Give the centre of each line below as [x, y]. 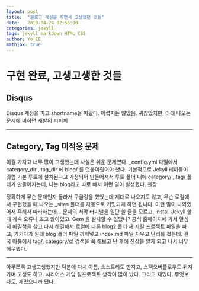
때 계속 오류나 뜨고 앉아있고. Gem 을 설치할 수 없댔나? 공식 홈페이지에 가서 [92, 219]
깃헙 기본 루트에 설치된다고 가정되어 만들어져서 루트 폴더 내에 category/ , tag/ [96, 177]
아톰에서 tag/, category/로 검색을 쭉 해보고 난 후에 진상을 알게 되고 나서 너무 [100, 241]
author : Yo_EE [24, 39]
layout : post [22, 12]
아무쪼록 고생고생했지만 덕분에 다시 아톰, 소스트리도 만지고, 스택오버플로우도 [94, 267]
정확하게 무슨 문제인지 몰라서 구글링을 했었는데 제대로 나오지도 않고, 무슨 [90, 197]
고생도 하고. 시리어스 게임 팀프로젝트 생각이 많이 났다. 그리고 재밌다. [95, 274]
